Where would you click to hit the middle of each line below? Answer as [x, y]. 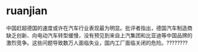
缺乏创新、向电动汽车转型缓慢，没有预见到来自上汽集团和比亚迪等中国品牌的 [99, 35]
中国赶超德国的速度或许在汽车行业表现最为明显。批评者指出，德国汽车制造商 [99, 28]
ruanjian [27, 11]
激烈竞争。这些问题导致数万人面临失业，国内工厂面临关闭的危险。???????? [97, 43]
